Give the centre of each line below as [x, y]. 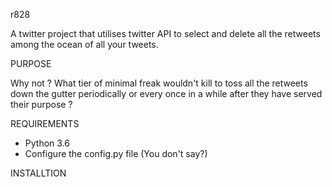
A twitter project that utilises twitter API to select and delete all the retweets [165, 33]
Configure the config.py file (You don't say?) [116, 153]
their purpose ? [41, 104]
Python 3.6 [47, 143]
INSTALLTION [38, 173]
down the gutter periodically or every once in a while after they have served [166, 93]
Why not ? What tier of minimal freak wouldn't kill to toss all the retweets [159, 83]
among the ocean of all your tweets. [84, 44]
